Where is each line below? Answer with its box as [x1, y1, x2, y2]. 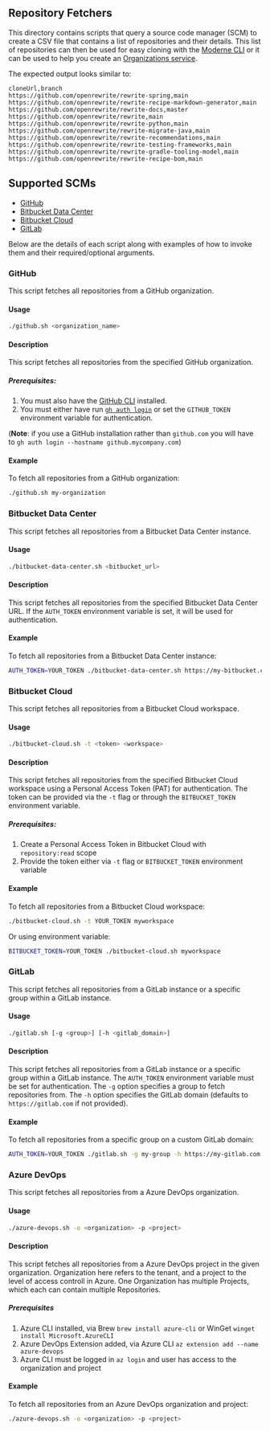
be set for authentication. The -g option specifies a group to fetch [8, 1081, 225, 1091]
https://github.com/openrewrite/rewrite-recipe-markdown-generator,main [8, 98, 257, 107]
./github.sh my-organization [8, 489, 106, 497]
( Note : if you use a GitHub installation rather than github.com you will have [8, 429, 254, 439]
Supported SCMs [8, 177, 96, 190]
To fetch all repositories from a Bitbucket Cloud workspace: [8, 902, 205, 911]
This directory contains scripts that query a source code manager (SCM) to [8, 27, 257, 37]
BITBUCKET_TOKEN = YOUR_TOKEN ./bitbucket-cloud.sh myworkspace [8, 947, 221, 955]
